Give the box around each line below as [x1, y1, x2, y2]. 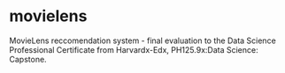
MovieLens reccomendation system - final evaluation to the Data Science [9, 35, 276, 46]
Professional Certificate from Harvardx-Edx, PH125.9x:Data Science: [9, 44, 258, 55]
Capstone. [9, 54, 47, 64]
